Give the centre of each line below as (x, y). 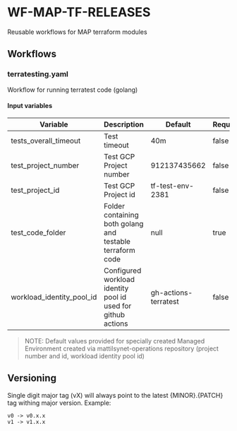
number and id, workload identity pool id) (84, 356)
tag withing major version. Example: (59, 403)
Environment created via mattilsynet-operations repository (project (121, 348)
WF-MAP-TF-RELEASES (79, 12)
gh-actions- (171, 293)
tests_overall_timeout (46, 141)
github (114, 314)
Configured (122, 271)
